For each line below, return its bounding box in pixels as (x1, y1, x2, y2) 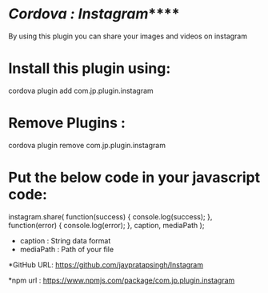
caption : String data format (19, 235, 111, 245)
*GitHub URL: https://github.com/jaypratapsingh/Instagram (8, 259, 204, 269)
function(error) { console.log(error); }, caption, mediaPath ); (8, 220, 205, 230)
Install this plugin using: (8, 59, 171, 78)
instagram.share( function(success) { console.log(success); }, (8, 211, 213, 221)
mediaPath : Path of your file (19, 244, 114, 254)
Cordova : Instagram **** (8, 5, 180, 23)
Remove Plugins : (8, 114, 126, 132)
